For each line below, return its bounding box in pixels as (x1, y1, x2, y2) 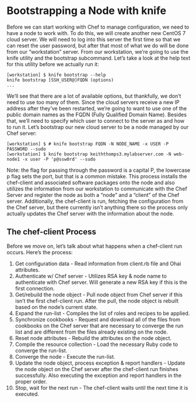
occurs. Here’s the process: (6, 248, 73, 255)
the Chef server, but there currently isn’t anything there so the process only (6, 203, 188, 211)
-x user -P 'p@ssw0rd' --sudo (22, 156, 96, 162)
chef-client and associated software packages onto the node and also (6, 179, 175, 186)
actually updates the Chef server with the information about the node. (6, 210, 174, 217)
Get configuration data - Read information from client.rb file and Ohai (15, 260, 181, 267)
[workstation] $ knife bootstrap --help (6, 72, 107, 78)
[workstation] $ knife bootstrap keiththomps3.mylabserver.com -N (6, 151, 171, 157)
